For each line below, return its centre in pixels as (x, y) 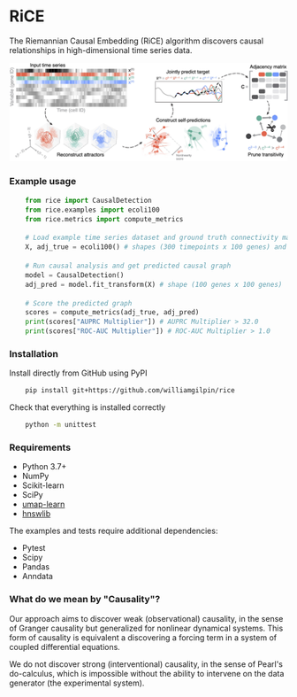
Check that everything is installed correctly (88, 407)
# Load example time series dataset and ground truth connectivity (152, 238)
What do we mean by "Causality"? (85, 600)
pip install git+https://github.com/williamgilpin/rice (130, 391)
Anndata (37, 577)
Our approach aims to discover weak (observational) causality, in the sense (146, 618)
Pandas (36, 567)
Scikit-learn (43, 485)
